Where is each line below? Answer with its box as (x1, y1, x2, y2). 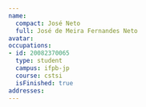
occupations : (8, 42, 52, 50)
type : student (15, 57, 63, 65)
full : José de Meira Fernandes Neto (15, 27, 138, 35)
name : (8, 11, 26, 20)
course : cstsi (15, 72, 63, 80)
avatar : (8, 34, 34, 43)
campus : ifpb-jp (15, 64, 70, 72)
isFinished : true (15, 79, 74, 87)
